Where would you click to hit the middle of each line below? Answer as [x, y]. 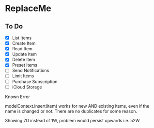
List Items [22, 38]
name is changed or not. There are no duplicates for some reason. [71, 111]
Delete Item [23, 60]
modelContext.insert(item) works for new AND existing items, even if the [77, 106]
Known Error [18, 97]
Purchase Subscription [35, 81]
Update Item [24, 54]
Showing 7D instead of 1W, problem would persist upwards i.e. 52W [72, 120]
